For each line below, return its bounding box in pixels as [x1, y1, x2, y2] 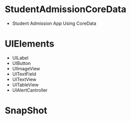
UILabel [12, 55, 29, 61]
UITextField [12, 71, 37, 77]
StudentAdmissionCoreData [5, 4, 127, 15]
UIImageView [12, 65, 40, 71]
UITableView [12, 82, 39, 88]
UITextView [12, 76, 37, 82]
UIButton [12, 60, 31, 66]
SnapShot [5, 105, 47, 116]
